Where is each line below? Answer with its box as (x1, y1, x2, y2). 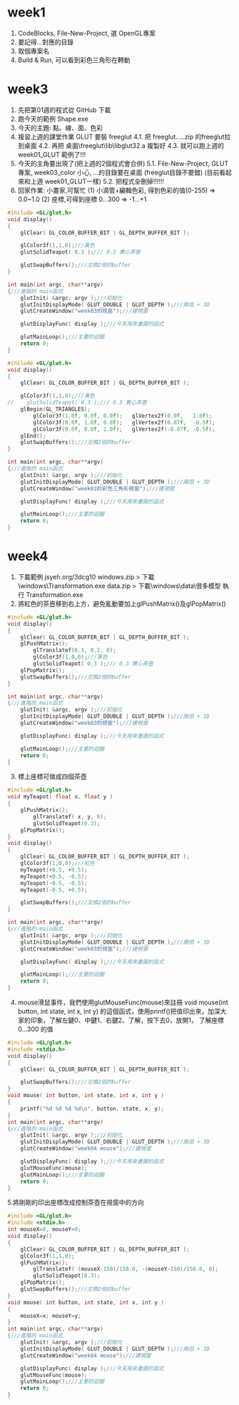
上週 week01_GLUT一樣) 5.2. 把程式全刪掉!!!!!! (30, 176, 164, 186)
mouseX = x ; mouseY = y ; (20, 1312, 81, 1319)
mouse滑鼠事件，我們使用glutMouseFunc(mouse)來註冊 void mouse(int (17, 998, 228, 1007)
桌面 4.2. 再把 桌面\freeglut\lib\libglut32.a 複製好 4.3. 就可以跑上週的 (24, 141, 225, 150)
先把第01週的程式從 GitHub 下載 (17, 105, 111, 114)
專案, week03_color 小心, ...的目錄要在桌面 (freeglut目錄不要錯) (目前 (17, 168, 220, 176)
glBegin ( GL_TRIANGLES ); (20, 406, 91, 413)
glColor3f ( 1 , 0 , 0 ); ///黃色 (33, 654, 108, 661)
